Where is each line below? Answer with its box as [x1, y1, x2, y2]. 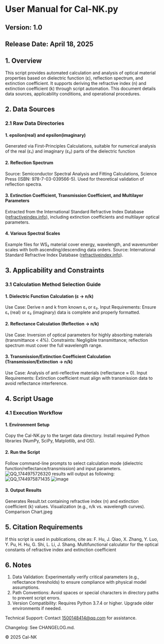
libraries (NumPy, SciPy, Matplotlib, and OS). [5, 438, 96, 444]
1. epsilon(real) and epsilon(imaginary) [5, 132, 86, 138]
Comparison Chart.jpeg [5, 509, 53, 515]
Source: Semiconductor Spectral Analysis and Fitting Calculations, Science [5, 170, 157, 176]
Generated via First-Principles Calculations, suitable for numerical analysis [5, 143, 156, 149]
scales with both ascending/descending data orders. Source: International [5, 246, 156, 252]
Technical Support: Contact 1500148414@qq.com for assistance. [5, 615, 137, 621]
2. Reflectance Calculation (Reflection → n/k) [5, 321, 99, 327]
